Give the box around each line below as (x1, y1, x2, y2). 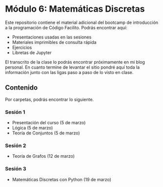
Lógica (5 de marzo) (12, 125, 53, 131)
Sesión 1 (5, 109, 25, 115)
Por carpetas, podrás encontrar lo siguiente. (5, 96, 94, 102)
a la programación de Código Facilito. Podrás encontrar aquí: (5, 24, 128, 30)
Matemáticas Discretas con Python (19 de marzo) (12, 176, 111, 182)
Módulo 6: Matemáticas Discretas (5, 3, 145, 15)
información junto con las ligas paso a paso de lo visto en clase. (5, 69, 134, 75)
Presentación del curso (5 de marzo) (12, 120, 86, 126)
